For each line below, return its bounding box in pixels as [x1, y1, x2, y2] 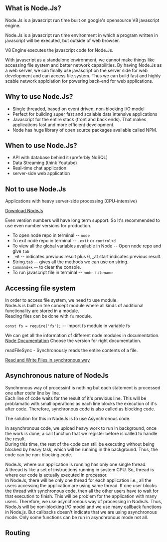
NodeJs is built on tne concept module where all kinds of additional [5, 303, 144, 309]
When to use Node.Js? [5, 142, 77, 150]
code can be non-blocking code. [5, 451, 72, 458]
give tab [12, 248, 29, 254]
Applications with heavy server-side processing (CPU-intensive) [5, 198, 137, 204]
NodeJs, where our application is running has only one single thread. [5, 461, 147, 467]
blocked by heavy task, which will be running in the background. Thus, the [5, 446, 158, 452]
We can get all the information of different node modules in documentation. [5, 333, 160, 339]
